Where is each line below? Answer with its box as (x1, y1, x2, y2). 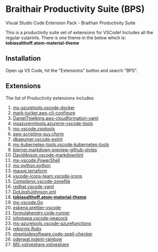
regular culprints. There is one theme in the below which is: (5, 35, 126, 41)
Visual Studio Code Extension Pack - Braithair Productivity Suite (5, 20, 136, 26)
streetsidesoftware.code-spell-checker (12, 231, 93, 237)
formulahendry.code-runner (12, 209, 70, 216)
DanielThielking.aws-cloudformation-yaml (12, 115, 99, 121)
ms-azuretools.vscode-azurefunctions (12, 220, 91, 226)
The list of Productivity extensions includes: (5, 95, 95, 101)
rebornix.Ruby (12, 225, 42, 231)
